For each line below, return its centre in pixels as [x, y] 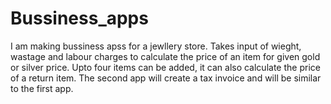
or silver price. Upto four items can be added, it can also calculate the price [165, 67]
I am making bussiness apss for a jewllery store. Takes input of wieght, [156, 46]
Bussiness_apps [79, 18]
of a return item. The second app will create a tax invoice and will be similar [166, 78]
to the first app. [42, 88]
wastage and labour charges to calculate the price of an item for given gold [165, 56]
